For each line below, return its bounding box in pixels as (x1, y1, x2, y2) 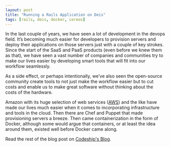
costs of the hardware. (5, 90, 53, 96)
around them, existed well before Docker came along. (5, 126, 118, 132)
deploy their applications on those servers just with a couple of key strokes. (5, 42, 164, 48)
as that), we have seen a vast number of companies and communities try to (5, 52, 164, 58)
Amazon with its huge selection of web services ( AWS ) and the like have (5, 99, 157, 105)
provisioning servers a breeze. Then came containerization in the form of (5, 115, 159, 122)
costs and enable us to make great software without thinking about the (5, 84, 154, 90)
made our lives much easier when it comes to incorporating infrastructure (5, 105, 160, 111)
